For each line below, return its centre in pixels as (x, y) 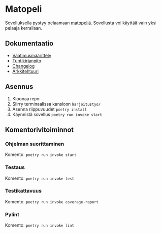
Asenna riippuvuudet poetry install (49, 109)
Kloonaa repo (26, 98)
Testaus (15, 167)
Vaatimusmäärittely (32, 55)
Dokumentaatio (29, 44)
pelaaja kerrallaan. (24, 28)
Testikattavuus (23, 191)
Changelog (23, 66)
